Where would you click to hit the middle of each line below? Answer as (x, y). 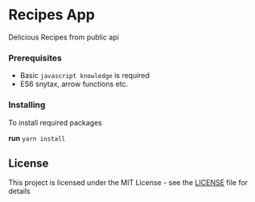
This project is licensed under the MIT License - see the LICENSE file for (128, 183)
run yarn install (37, 138)
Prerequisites (35, 58)
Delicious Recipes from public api (64, 37)
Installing (27, 105)
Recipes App (51, 15)
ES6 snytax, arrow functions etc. (74, 84)
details (19, 192)
